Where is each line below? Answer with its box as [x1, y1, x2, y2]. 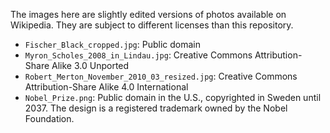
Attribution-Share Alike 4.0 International [24, 81, 189, 93]
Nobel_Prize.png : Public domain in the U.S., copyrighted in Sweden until [24, 92, 322, 103]
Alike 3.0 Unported [51, 60, 130, 71]
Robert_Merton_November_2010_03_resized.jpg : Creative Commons [24, 70, 298, 82]
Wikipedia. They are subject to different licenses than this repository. [10, 19, 294, 31]
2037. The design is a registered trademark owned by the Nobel [24, 102, 288, 114]
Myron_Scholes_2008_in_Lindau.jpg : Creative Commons [24, 49, 253, 61]
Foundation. [24, 113, 75, 124]
